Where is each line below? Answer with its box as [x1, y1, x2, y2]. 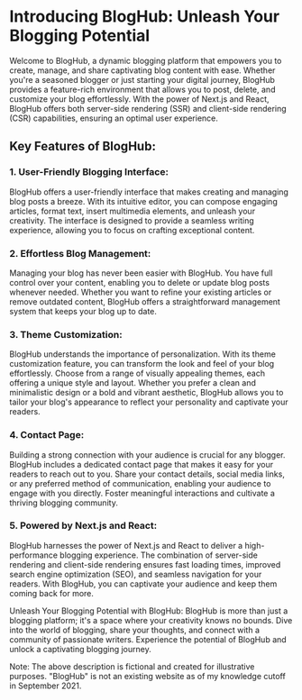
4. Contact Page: [9, 429, 85, 441]
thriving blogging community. [9, 497, 119, 508]
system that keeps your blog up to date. [9, 305, 158, 316]
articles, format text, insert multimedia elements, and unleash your [9, 205, 255, 216]
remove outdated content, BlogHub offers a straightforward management [9, 295, 281, 307]
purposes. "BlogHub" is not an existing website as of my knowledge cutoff [9, 670, 286, 681]
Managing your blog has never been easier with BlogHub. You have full [9, 268, 273, 278]
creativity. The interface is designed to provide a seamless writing [9, 214, 254, 226]
